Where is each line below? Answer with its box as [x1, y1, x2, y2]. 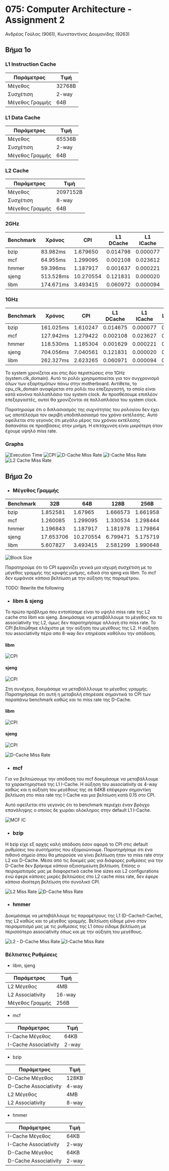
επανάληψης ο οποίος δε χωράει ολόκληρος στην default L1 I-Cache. [5, 807, 151, 813]
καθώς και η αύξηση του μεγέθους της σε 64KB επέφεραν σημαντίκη [5, 787, 151, 793]
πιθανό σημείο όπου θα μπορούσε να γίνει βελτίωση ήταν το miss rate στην [5, 852, 163, 858]
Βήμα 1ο [5, 45, 31, 54]
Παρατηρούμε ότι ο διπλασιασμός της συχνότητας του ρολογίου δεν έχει [5, 406, 159, 412]
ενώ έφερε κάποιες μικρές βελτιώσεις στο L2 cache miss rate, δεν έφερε [5, 873, 158, 880]
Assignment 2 [5, 14, 65, 26]
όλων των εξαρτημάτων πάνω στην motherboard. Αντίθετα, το [5, 380, 137, 386]
